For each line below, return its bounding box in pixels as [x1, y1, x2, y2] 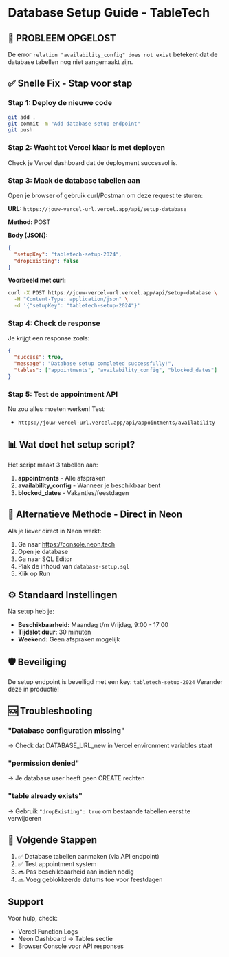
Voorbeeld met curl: [8, 276, 67, 285]
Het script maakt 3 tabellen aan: [8, 461, 98, 469]
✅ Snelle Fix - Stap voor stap [8, 78, 133, 89]
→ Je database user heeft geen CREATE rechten [8, 774, 145, 782]
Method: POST [8, 218, 51, 226]
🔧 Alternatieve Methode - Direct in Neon [8, 509, 183, 520]
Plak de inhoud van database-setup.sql [17, 562, 130, 570]
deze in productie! [8, 685, 59, 694]
